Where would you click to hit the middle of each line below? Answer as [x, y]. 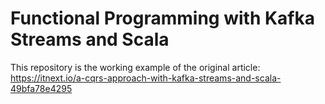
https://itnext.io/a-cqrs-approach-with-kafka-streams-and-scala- [146, 78]
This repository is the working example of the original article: [135, 67]
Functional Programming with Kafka [163, 18]
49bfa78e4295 [41, 88]
